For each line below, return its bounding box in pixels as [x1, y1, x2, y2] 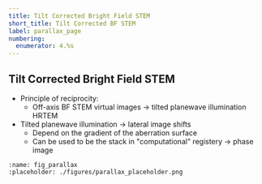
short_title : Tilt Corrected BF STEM [8, 19, 136, 28]
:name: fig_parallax [8, 160, 79, 169]
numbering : [8, 34, 45, 43]
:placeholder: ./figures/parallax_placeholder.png [8, 168, 183, 176]
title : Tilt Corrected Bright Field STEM [8, 11, 151, 20]
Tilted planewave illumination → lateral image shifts [19, 119, 191, 129]
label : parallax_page [8, 27, 82, 35]
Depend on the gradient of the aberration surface [32, 127, 197, 138]
